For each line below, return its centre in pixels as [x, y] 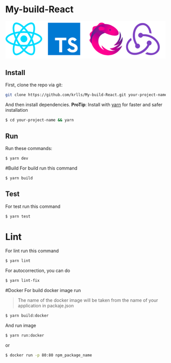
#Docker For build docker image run [43, 291]
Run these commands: [29, 148]
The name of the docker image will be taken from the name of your [88, 300]
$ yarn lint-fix [22, 281]
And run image [21, 325]
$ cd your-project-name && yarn [39, 120]
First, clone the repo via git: [34, 85]
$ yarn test [18, 216]
